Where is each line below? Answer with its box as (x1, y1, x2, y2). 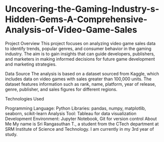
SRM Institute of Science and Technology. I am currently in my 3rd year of (5, 126, 154, 132)
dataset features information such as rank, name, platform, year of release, (5, 81, 156, 87)
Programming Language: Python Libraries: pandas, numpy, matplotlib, (5, 105, 146, 111)
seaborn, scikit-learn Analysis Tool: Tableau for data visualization (5, 110, 137, 116)
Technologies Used (5, 95, 44, 101)
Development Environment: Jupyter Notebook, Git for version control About (5, 116, 157, 121)
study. (5, 131, 18, 137)
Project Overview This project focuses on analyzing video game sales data (5, 40, 156, 46)
